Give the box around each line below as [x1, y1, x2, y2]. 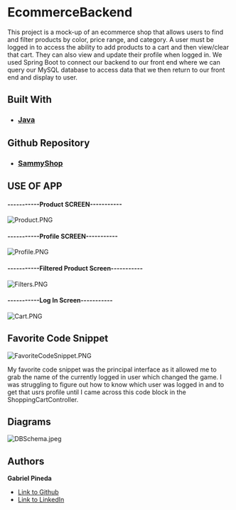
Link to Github [17, 488, 59, 497]
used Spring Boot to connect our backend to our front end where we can [7, 58, 220, 66]
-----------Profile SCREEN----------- [7, 232, 119, 240]
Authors [7, 455, 45, 467]
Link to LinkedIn [17, 495, 65, 504]
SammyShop [17, 158, 63, 168]
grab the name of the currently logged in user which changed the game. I [7, 372, 222, 381]
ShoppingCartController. [7, 395, 79, 403]
